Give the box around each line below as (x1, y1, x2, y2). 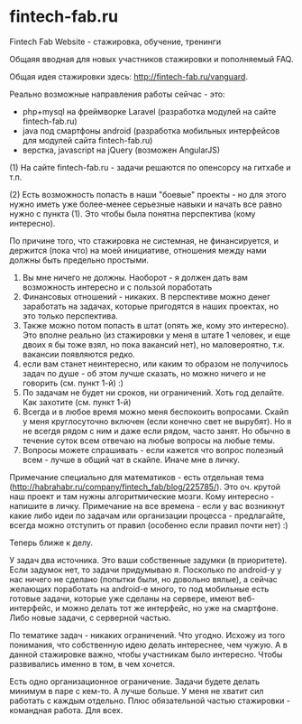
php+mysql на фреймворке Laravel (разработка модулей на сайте (22, 106, 277, 116)
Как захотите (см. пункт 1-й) (22, 396, 132, 407)
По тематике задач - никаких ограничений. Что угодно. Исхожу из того (9, 629, 286, 640)
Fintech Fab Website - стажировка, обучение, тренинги (9, 36, 222, 47)
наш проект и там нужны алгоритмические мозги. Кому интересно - (9, 490, 275, 502)
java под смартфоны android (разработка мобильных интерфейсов (22, 125, 280, 136)
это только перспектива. (22, 310, 119, 321)
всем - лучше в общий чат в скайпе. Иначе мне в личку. (22, 454, 241, 465)
